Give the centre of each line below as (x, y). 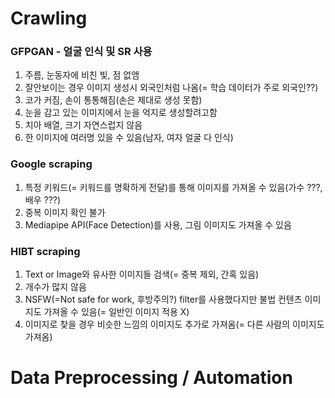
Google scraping (51, 164)
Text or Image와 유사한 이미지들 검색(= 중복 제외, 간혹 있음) (142, 274)
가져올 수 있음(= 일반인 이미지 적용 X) (116, 312)
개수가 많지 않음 (55, 287)
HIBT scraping (45, 251)
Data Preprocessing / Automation (151, 378)
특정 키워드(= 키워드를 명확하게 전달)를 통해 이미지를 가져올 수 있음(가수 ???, (173, 187)
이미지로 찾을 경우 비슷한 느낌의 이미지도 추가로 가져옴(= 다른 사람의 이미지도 (174, 324)
